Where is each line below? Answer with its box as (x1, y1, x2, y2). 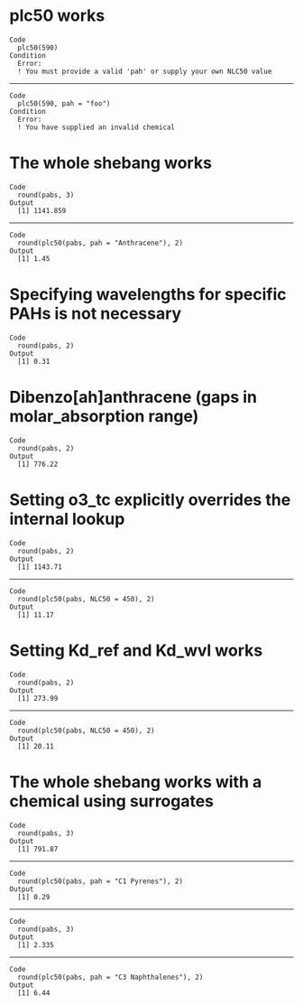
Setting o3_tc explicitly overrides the (9, 489, 291, 510)
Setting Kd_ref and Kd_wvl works (9, 640, 263, 660)
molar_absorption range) (9, 406, 199, 426)
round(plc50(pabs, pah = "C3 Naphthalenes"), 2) (17, 972, 204, 982)
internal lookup (9, 508, 125, 529)
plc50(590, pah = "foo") (17, 98, 111, 108)
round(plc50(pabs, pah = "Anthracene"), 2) (17, 238, 183, 247)
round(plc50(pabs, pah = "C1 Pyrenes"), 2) (17, 877, 183, 886)
